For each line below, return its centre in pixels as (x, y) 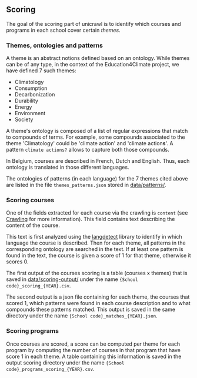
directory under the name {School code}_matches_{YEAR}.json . (82, 316)
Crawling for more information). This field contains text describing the (91, 219)
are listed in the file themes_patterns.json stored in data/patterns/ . (86, 185)
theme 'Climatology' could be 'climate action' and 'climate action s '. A (90, 143)
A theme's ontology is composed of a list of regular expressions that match (97, 131)
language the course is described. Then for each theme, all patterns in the (96, 243)
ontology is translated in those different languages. (68, 168)
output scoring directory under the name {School (65, 362)
